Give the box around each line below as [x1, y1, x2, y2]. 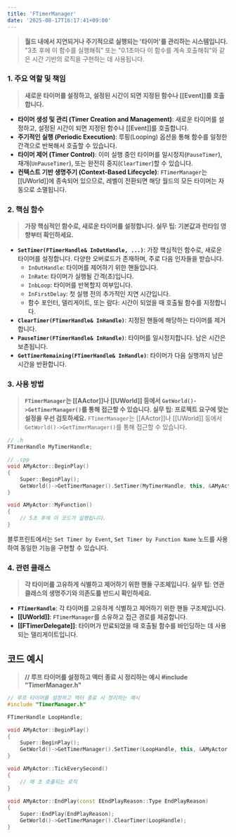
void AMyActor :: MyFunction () [7, 501, 93, 509]
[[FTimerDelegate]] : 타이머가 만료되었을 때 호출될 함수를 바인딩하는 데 [17, 622, 214, 630]
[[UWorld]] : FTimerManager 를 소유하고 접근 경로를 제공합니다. [17, 613, 188, 621]
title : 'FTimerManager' [7, 10, 77, 18]
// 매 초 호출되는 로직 [20, 778, 78, 785]
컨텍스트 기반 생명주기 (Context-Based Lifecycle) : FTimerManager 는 [17, 167, 208, 176]
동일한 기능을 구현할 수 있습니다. [20, 543, 109, 552]
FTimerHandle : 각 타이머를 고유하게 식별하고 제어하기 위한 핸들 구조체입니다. [17, 604, 226, 613]
